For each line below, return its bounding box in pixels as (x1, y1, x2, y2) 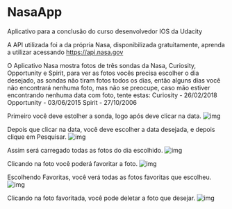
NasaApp (7, 4, 63, 20)
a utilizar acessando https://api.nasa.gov (7, 48, 124, 56)
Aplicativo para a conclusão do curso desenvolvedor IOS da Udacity (7, 27, 203, 35)
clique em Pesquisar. (7, 133, 67, 141)
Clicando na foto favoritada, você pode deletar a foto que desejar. (7, 194, 196, 202)
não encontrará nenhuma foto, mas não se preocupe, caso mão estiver (7, 83, 210, 92)
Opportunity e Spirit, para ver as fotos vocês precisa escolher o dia (7, 69, 199, 77)
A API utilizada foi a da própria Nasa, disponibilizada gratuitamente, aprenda (7, 40, 226, 49)
